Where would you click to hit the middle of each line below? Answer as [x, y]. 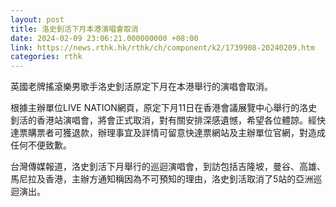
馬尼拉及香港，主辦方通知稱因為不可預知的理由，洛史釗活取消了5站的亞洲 [162, 179]
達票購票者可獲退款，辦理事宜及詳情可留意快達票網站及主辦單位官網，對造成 [168, 133]
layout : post [37, 19]
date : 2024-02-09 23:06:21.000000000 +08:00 [104, 38]
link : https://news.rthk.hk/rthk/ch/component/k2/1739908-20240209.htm [162, 47]
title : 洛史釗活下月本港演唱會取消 [74, 29]
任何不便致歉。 [41, 145]
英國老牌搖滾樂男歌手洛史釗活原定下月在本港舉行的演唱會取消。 [141, 87]
